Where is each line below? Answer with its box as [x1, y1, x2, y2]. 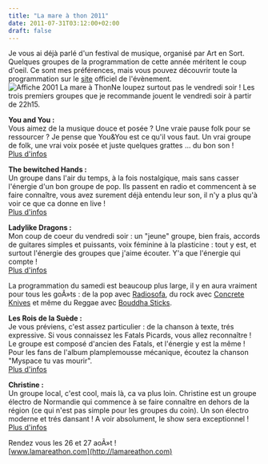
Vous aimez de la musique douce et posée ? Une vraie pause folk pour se [8, 123, 250, 133]
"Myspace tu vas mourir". [8, 356, 93, 365]
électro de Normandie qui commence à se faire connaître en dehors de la [8, 397, 250, 407]
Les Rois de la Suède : [8, 313, 82, 323]
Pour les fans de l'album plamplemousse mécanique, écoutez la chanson [8, 348, 250, 357]
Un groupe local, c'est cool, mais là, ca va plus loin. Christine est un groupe [8, 389, 257, 398]
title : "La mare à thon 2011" [8, 11, 110, 20]
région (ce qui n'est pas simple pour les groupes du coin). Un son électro [8, 405, 250, 415]
